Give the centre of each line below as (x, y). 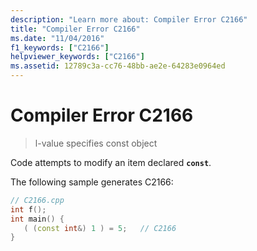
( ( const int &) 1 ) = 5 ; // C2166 (100, 228)
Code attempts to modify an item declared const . (111, 162)
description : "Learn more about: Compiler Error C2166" (129, 19)
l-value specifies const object (96, 143)
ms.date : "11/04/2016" (57, 38)
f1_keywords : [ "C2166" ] (60, 47)
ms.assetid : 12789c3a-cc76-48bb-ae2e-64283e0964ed (118, 66)
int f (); (28, 209)
